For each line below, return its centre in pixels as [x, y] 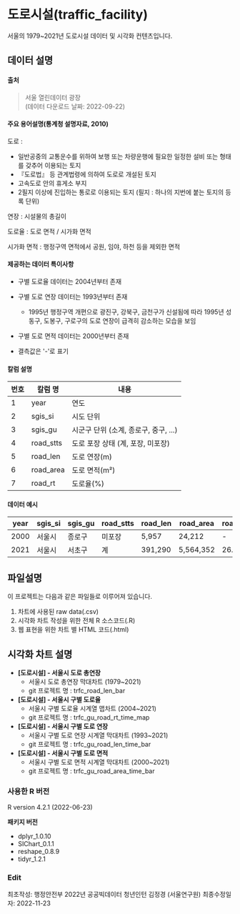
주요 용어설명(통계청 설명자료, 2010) [58, 124]
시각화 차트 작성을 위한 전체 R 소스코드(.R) [76, 621]
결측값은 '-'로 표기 [43, 351]
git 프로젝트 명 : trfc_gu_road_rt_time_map [89, 717]
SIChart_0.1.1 [36, 844]
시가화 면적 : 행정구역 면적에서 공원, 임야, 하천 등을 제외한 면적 [94, 247]
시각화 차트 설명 [40, 654]
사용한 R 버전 [29, 791]
